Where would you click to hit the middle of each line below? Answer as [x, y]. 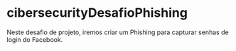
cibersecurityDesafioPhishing [97, 13]
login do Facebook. [35, 39]
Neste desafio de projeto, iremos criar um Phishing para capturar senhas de [118, 32]
